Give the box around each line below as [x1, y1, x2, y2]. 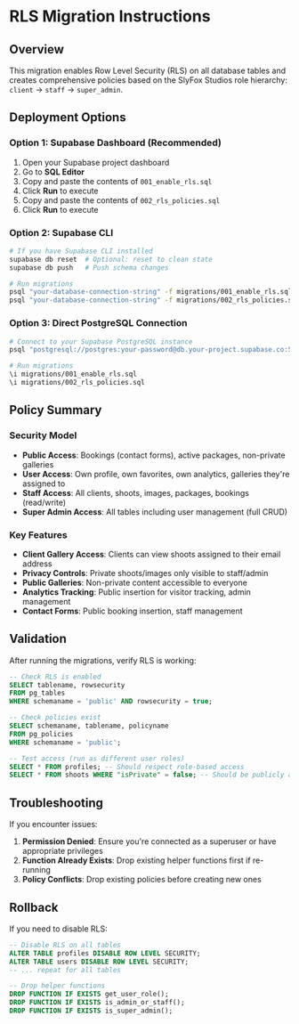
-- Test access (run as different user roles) [9, 754, 185, 763]
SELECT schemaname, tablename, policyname [9, 721, 169, 731]
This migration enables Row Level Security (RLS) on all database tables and [9, 65, 287, 76]
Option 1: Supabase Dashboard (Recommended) [9, 136, 222, 149]
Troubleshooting [9, 795, 104, 810]
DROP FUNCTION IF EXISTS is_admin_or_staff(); [9, 998, 185, 1007]
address [21, 558, 53, 569]
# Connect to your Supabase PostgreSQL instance [9, 337, 193, 346]
